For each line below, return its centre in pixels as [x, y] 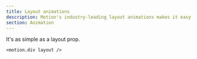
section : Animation [30, 22]
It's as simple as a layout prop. [43, 40]
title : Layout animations [38, 12]
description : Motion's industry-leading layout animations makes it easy [99, 17]
